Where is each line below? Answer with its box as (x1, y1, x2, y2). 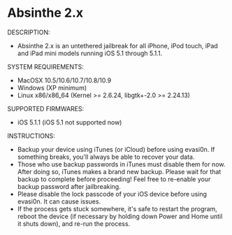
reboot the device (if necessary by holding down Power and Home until (17, 212, 223, 220)
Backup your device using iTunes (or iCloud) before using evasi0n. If (17, 145, 215, 153)
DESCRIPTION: (7, 28, 50, 36)
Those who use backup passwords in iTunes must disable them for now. (17, 159, 226, 169)
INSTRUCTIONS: (7, 131, 55, 140)
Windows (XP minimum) (17, 83, 87, 92)
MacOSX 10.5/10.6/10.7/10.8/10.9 (17, 76, 112, 85)
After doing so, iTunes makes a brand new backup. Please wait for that (17, 167, 222, 176)
